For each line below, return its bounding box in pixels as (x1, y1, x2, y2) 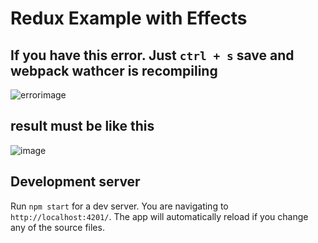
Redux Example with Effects (10, 7, 248, 30)
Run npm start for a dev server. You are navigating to (10, 200, 229, 212)
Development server (10, 173, 141, 191)
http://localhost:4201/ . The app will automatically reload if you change (10, 210, 309, 222)
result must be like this (10, 118, 155, 135)
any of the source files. (10, 221, 105, 233)
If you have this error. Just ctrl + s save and (10, 47, 295, 64)
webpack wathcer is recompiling (10, 62, 218, 79)
